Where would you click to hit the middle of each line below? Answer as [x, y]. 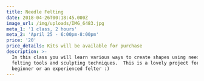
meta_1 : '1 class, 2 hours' [42, 29]
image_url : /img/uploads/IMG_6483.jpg [55, 23]
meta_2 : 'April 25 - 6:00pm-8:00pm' [53, 35]
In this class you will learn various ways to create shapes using [99, 57]
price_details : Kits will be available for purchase [74, 46]
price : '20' [21, 40]
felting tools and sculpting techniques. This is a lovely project [100, 63]
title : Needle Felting [35, 12]
